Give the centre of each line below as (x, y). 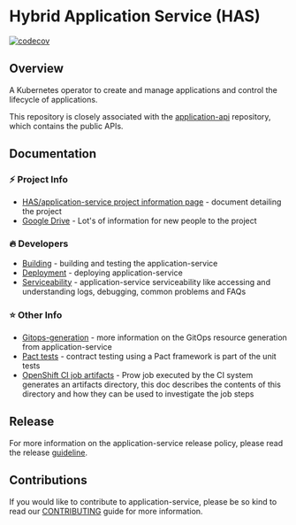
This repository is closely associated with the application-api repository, (140, 116)
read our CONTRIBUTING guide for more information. (106, 511)
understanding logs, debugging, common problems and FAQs (134, 291)
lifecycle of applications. (53, 99)
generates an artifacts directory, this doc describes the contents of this (151, 385)
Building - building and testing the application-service (120, 263)
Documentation (53, 154)
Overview (37, 69)
